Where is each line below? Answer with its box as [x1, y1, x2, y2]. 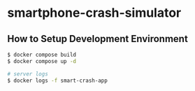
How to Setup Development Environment [7, 33, 189, 45]
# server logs [7, 70, 49, 78]
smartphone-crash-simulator [7, 5, 182, 21]
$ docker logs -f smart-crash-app [7, 77, 108, 84]
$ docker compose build [7, 51, 77, 58]
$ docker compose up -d [7, 57, 77, 64]
